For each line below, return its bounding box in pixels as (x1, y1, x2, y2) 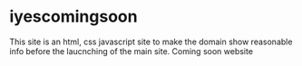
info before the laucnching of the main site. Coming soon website (9, 45, 254, 56)
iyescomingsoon (9, 6, 138, 27)
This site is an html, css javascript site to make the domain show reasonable (9, 36, 293, 47)
